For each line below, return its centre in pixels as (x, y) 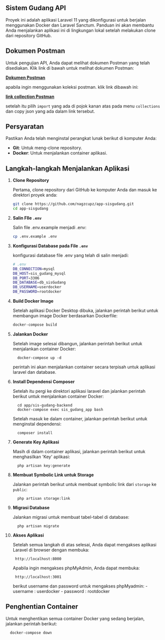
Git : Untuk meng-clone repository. (47, 148)
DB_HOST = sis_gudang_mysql (39, 273)
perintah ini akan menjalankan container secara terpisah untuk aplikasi (84, 367)
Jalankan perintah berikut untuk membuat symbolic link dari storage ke (84, 484)
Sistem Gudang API (36, 8)
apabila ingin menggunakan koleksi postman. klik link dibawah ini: (72, 87)
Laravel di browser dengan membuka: (51, 550)
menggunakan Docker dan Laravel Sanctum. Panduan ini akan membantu (80, 25)
